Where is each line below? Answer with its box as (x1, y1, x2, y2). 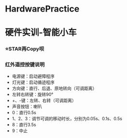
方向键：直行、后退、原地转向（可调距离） (12, 85, 97, 91)
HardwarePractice (5, 3, 80, 15)
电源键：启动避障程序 (12, 73, 55, 79)
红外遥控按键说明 (5, 61, 45, 68)
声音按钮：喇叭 (12, 103, 42, 109)
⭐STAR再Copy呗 (5, 46, 44, 52)
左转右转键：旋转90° (12, 91, 54, 97)
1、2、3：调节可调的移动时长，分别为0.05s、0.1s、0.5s (12, 115, 122, 122)
